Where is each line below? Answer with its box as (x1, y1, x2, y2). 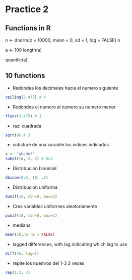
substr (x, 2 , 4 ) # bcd (5, 156, 53, 162)
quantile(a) (5, 57, 28, 63)
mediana (12, 222, 31, 228)
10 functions (5, 71, 45, 80)
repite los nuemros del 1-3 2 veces (12, 260, 85, 266)
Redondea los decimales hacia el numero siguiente (12, 85, 118, 91)
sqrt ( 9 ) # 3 (5, 133, 30, 138)
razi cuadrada (12, 123, 42, 129)
